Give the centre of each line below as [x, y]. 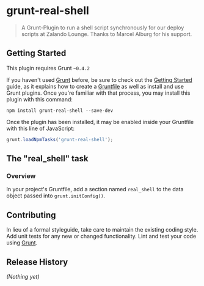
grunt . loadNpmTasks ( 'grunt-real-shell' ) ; [60, 139]
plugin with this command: [40, 99]
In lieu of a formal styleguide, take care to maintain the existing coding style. [102, 230]
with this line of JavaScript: [41, 128]
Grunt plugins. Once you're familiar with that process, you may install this [98, 93]
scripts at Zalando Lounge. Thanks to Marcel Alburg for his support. [107, 34]
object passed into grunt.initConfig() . [56, 196]
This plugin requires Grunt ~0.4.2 [48, 68]
